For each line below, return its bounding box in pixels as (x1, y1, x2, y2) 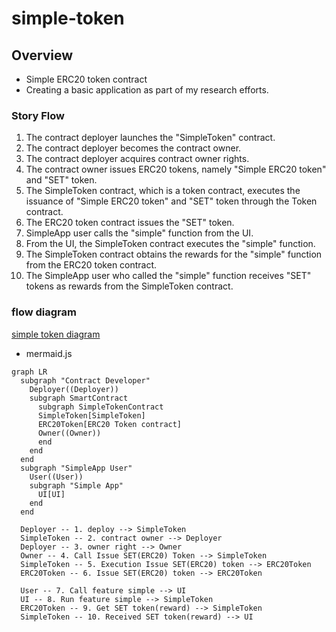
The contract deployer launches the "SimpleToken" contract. (25, 132, 276, 144)
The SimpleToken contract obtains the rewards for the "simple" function (25, 248, 323, 261)
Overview (11, 47, 74, 64)
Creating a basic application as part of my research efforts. (25, 84, 269, 96)
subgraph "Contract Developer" (20, 375, 151, 386)
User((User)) (29, 472, 84, 482)
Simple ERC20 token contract (25, 73, 148, 85)
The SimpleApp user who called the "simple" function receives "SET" (25, 270, 312, 282)
